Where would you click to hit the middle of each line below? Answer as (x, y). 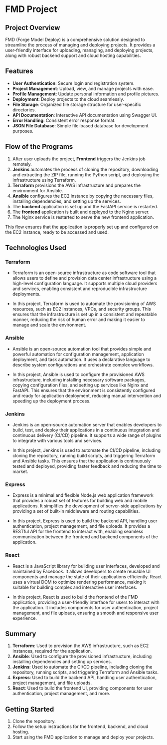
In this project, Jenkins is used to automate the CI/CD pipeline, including (86, 450)
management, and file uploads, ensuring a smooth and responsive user (85, 613)
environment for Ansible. (38, 190)
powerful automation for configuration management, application (78, 354)
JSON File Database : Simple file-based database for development (80, 125)
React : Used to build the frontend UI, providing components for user (83, 688)
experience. (25, 618)
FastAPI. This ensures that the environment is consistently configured (84, 390)
